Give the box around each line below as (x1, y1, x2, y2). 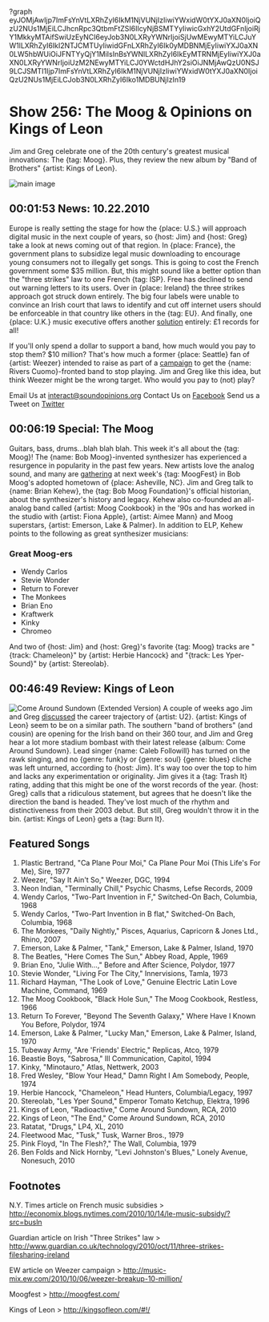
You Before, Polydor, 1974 (20, 1020, 106, 1030)
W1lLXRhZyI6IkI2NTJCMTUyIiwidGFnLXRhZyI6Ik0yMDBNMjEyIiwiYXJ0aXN (9, 41, 259, 50)
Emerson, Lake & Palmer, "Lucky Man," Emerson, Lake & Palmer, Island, (20, 1028, 257, 1038)
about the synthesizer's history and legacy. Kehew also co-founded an (9, 494, 243, 504)
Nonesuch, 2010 (20, 1156, 75, 1166)
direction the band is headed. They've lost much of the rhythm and (9, 797, 230, 806)
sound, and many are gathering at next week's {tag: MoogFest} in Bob (9, 468, 241, 479)
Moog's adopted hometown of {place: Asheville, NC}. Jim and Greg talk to (9, 477, 254, 487)
